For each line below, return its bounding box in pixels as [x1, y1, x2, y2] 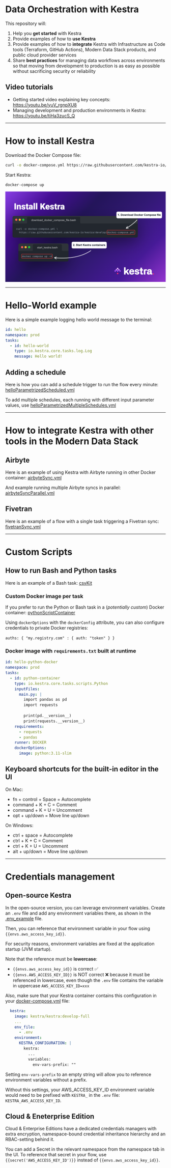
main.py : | [18, 692, 42, 697]
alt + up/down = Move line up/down [12, 848, 88, 854]
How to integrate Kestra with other [5, 425, 154, 436]
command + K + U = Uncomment [12, 807, 82, 813]
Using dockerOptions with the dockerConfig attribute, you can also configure [5, 619, 164, 625]
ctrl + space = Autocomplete [12, 832, 73, 838]
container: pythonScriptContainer [5, 610, 75, 616]
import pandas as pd [23, 697, 67, 702]
